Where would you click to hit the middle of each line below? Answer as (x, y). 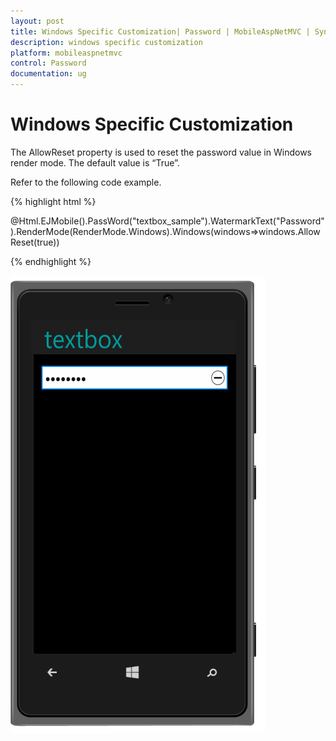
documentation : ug (48, 74)
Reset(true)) (35, 242)
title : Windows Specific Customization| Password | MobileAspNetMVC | (160, 31)
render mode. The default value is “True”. (95, 162)
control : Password (48, 63)
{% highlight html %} (53, 201)
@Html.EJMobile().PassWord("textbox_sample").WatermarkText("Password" (167, 221)
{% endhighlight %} (51, 261)
